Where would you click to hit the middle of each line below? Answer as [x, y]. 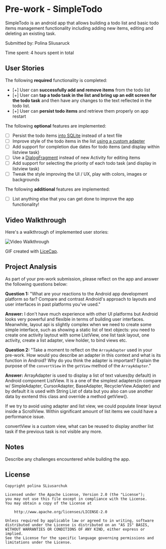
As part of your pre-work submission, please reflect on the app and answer [82, 278]
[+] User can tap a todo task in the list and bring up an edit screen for [84, 95]
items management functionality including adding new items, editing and [79, 28]
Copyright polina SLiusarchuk [36, 486]
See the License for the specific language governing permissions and [80, 538]
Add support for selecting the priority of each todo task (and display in [84, 163]
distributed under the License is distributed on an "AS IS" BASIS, [77, 525]
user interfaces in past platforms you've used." [53, 304]
